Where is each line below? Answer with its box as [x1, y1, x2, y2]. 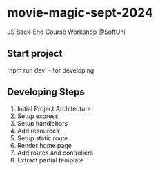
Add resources [17, 126, 60, 135]
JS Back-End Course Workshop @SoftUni [7, 28, 126, 36]
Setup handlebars [17, 119, 68, 127]
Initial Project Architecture [17, 104, 91, 113]
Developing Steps [7, 86, 85, 98]
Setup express [17, 112, 59, 120]
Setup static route [17, 133, 68, 142]
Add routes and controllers [17, 149, 94, 157]
